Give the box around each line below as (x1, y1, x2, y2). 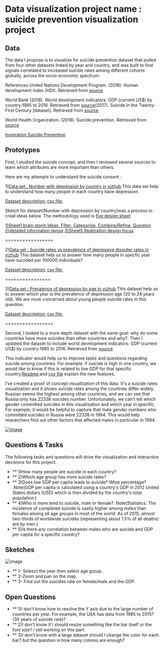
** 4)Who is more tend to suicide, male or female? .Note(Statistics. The (12, 500, 156, 506)
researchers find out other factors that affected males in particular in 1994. (5, 417, 156, 423)
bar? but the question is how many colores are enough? (12, 637, 125, 643)
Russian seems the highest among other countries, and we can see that (5, 391, 150, 397)
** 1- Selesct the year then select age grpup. (12, 568, 103, 574)
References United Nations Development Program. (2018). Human (5, 82, 138, 88)
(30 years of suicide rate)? (12, 617, 66, 622)
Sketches (5, 546, 35, 554)
